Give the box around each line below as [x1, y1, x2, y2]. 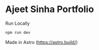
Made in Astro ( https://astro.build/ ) [5, 39, 78, 45]
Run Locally [5, 20, 30, 26]
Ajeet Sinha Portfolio [5, 4, 94, 15]
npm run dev [5, 30, 30, 35]
